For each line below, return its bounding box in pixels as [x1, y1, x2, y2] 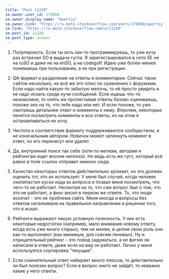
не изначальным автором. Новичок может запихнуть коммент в [12, 133, 151, 139]
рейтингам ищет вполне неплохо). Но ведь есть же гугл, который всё [12, 153, 163, 159]
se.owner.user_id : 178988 [5, 12, 59, 17]
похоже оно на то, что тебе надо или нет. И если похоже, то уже [12, 102, 151, 108]
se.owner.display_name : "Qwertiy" [5, 17, 78, 22]
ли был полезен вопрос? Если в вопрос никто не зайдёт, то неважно [12, 262, 160, 268]
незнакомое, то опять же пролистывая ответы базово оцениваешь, [12, 96, 158, 102]
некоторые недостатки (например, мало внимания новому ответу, [12, 221, 157, 227]
